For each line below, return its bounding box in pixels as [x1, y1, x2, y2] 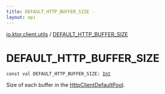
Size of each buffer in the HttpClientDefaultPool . [6, 82, 126, 89]
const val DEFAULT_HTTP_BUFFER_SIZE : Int [6, 71, 111, 77]
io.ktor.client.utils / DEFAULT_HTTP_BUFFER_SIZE [6, 30, 129, 37]
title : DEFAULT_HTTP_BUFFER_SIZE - [6, 8, 95, 15]
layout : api [6, 14, 36, 20]
